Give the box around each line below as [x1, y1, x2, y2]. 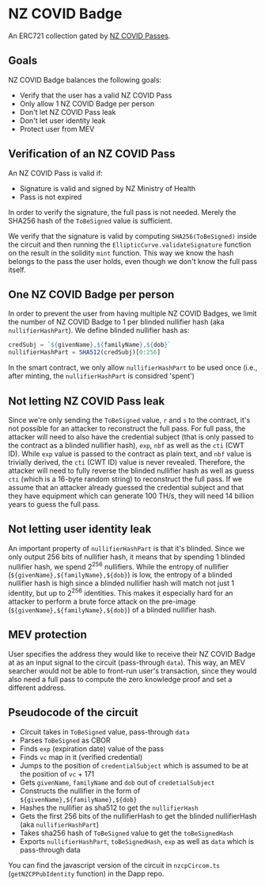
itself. [8, 265, 26, 274]
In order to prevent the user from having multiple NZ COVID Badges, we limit [8, 309, 257, 318]
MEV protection [8, 628, 87, 642]
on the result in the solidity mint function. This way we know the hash [8, 247, 234, 258]
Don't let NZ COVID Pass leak [19, 107, 116, 117]
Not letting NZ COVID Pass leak [8, 394, 165, 408]
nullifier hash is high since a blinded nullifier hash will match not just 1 [8, 578, 235, 588]
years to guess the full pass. [8, 499, 100, 508]
